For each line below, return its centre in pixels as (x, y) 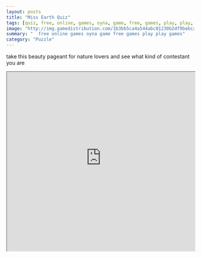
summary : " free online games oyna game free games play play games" (96, 34)
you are (16, 63)
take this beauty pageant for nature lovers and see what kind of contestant (98, 56)
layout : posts (24, 12)
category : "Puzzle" (30, 39)
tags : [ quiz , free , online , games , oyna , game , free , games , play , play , (100, 23)
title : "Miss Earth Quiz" (38, 17)
